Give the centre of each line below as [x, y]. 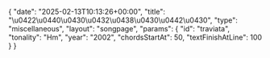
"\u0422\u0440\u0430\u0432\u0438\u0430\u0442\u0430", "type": [123, 20]
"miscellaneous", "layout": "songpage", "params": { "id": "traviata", [119, 29]
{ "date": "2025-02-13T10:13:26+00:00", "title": [87, 12]
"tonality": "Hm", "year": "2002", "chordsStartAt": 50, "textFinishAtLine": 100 [135, 37]
